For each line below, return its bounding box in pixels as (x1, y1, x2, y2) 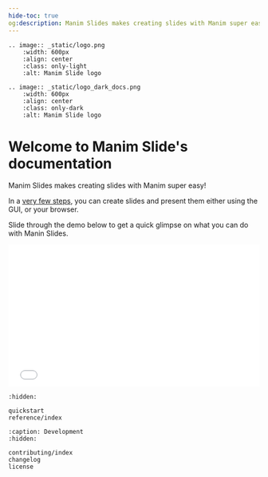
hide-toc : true (8, 11, 59, 20)
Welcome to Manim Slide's (8, 137, 188, 156)
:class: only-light (22, 62, 88, 70)
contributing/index (8, 448, 73, 456)
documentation (8, 154, 112, 173)
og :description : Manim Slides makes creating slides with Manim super (8, 19, 248, 27)
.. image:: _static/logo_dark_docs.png (8, 83, 141, 91)
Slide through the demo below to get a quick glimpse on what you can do (8, 221, 249, 230)
